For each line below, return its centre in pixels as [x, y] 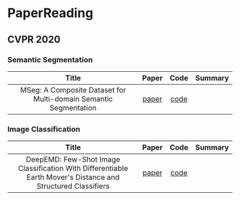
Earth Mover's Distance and [73, 177]
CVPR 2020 [34, 40]
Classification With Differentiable [73, 169]
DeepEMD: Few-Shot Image [73, 159]
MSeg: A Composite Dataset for [73, 90]
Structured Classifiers [73, 186]
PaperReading [50, 13]
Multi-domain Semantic [73, 99]
